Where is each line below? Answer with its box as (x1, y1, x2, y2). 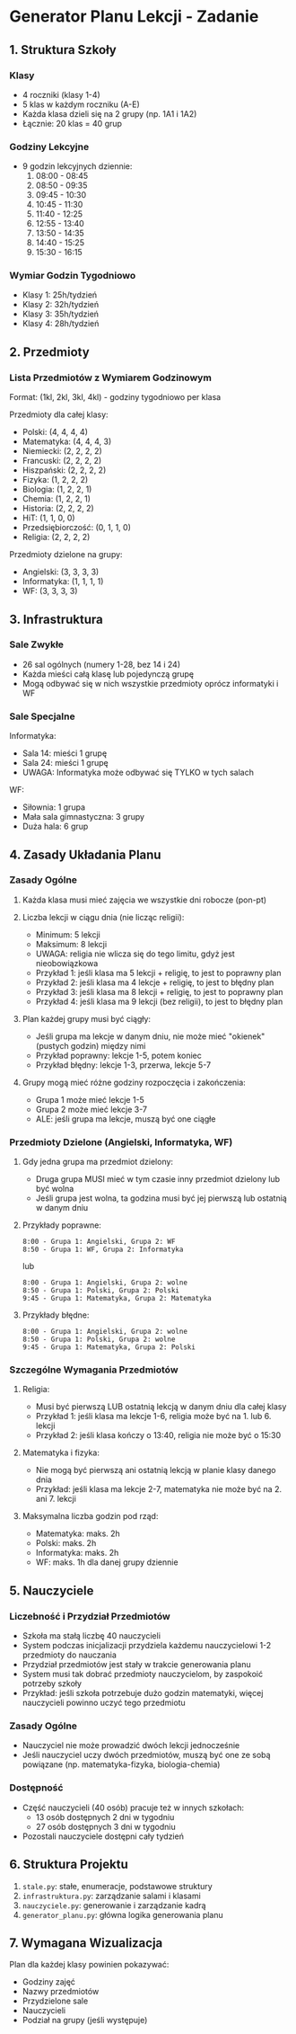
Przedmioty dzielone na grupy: (9, 549, 123, 560)
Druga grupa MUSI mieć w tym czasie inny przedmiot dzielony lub (35, 1174, 281, 1185)
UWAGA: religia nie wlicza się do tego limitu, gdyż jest (35, 948, 235, 959)
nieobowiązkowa (35, 957, 99, 968)
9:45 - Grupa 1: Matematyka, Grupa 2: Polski (22, 1343, 196, 1352)
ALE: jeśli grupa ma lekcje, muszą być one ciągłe (35, 1113, 216, 1124)
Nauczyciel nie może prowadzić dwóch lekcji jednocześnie (22, 1740, 240, 1751)
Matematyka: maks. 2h (35, 1528, 121, 1539)
